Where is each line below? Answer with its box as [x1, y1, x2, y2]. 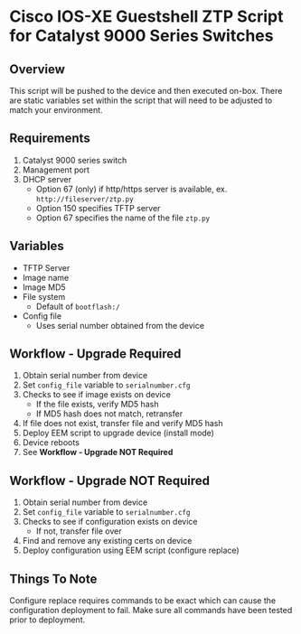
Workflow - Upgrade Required [9, 346, 182, 362]
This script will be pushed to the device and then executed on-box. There [9, 86, 283, 96]
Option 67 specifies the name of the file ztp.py [35, 212, 211, 223]
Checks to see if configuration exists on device [22, 517, 198, 527]
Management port [22, 164, 90, 175]
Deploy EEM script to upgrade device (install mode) [22, 427, 215, 439]
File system [22, 291, 66, 302]
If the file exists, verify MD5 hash [35, 399, 159, 410]
